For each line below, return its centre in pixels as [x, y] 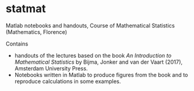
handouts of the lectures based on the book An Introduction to [93, 55]
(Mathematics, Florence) [37, 32]
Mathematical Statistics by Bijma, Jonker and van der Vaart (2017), [99, 62]
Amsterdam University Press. [51, 68]
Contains [17, 44]
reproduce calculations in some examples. [68, 81]
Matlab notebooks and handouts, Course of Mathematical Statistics [90, 25]
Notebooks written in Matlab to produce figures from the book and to [101, 75]
